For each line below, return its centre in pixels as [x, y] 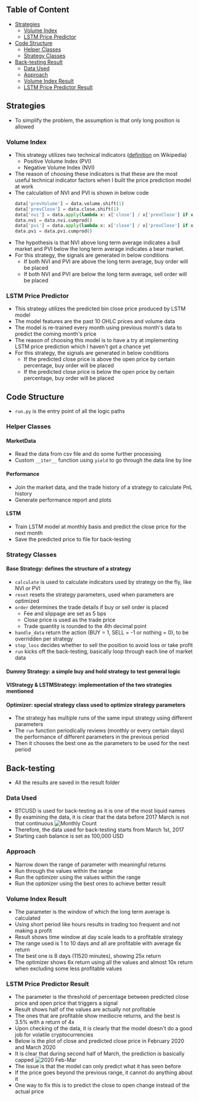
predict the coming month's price [56, 334]
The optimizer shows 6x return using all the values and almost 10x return [104, 963]
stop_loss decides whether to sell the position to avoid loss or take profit [104, 645]
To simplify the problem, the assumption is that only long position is [97, 120]
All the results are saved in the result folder [67, 783]
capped [24, 1060]
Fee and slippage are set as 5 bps [65, 613]
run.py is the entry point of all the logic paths [70, 411]
